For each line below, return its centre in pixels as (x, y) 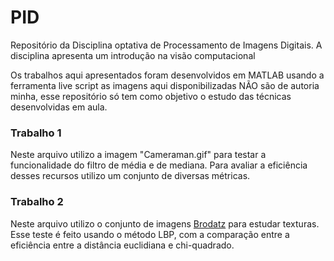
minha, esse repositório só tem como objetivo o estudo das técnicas (151, 96)
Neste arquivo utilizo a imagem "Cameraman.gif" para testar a (138, 155)
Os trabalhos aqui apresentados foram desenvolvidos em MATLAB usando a (167, 75)
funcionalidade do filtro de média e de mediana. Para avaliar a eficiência (159, 165)
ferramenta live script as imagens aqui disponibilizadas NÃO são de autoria (165, 85)
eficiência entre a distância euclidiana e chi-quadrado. (122, 245)
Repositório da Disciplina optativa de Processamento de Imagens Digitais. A (166, 45)
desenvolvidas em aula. (59, 107)
